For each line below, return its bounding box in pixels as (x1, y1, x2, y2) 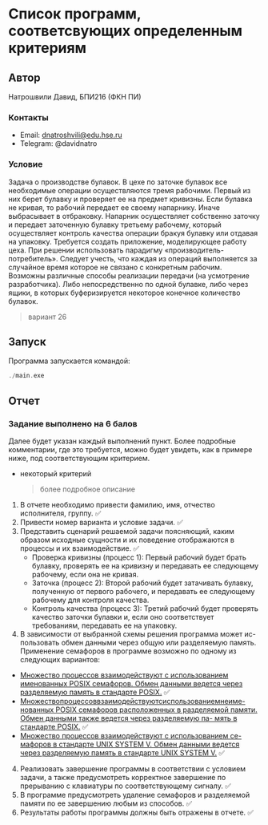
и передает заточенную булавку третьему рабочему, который (8, 220, 222, 229)
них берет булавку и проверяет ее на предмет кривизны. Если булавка (8, 194, 253, 204)
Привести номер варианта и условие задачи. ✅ (19, 517, 184, 527)
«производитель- (164, 245, 224, 255)
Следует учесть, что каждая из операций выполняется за (59, 253, 258, 263)
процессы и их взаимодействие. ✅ (19, 543, 140, 553)
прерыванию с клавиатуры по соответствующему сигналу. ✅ (19, 781, 232, 791)
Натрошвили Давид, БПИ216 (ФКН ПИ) (8, 92, 142, 101)
